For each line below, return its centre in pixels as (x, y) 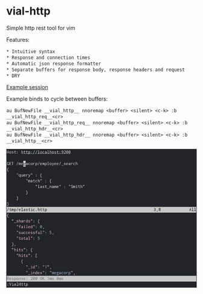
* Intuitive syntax (31, 52)
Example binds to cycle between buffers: (57, 99)
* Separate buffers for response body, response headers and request (96, 70)
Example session (27, 87)
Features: (18, 39)
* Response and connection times (48, 58)
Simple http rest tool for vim (41, 28)
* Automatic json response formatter (54, 64)
